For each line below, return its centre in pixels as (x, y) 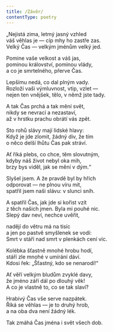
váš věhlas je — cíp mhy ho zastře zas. (54, 40)
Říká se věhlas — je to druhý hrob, (48, 305)
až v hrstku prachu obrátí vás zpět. (49, 118)
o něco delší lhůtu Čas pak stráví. (47, 143)
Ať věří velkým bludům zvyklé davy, (49, 274)
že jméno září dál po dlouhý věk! (46, 281)
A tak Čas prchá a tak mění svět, (46, 106)
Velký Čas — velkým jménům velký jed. (54, 46)
